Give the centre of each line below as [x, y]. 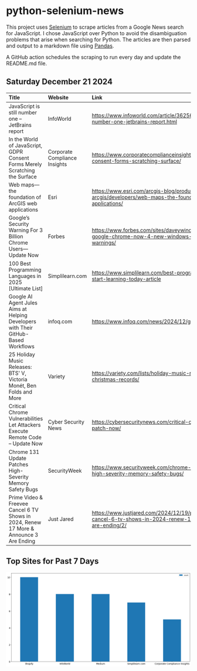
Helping [18, 315]
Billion [16, 236]
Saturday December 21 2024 [60, 82]
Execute [18, 431]
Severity [19, 477]
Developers [22, 321]
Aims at [18, 309]
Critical [17, 406]
